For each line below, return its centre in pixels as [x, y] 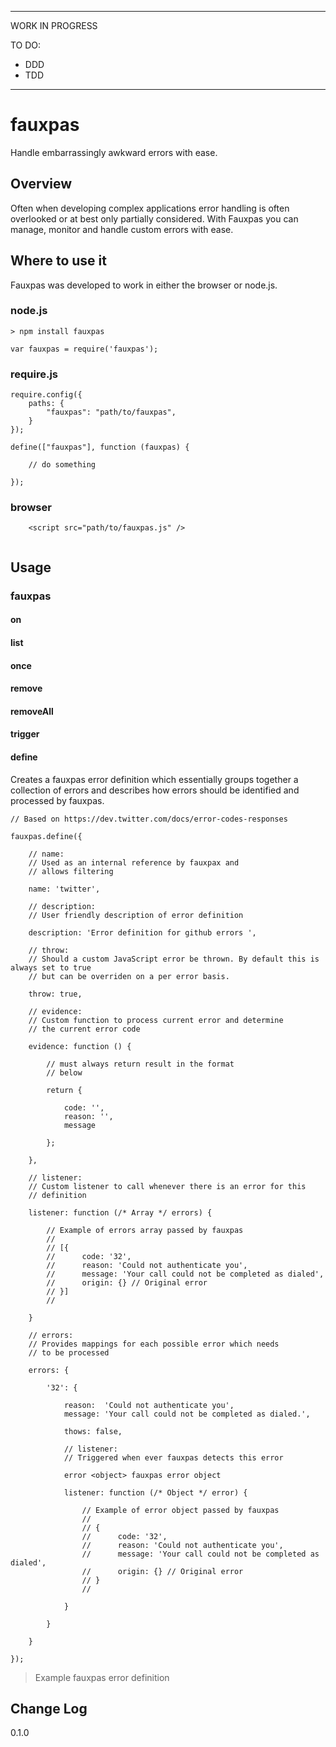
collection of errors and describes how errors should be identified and [155, 790]
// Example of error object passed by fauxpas [180, 1510]
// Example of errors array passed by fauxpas [145, 1230]
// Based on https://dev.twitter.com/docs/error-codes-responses [149, 819]
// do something [62, 465]
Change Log [49, 1708]
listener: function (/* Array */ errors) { [120, 1212]
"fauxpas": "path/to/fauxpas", [111, 412]
